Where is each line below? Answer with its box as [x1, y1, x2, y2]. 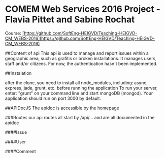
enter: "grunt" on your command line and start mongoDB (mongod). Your [5, 90, 153, 96]
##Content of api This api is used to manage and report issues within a [5, 50, 149, 56]
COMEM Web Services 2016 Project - [5, 3, 161, 15]
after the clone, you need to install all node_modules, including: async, [5, 80, 148, 86]
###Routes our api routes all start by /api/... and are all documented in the [5, 114, 155, 120]
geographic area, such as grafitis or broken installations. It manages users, [5, 55, 157, 61]
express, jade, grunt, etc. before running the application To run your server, [5, 85, 158, 91]
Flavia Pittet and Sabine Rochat [5, 14, 135, 25]
